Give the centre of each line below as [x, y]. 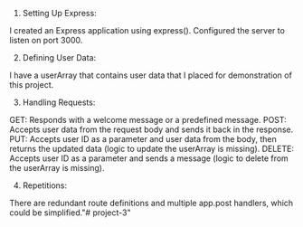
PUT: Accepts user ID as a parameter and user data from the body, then [143, 139]
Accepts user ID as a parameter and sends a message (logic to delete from [149, 158]
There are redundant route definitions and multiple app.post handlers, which [151, 203]
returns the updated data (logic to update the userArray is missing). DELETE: [151, 149]
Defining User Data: [59, 57]
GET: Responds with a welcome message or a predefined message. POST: [148, 120]
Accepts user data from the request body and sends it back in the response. [151, 129]
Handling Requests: [59, 102]
